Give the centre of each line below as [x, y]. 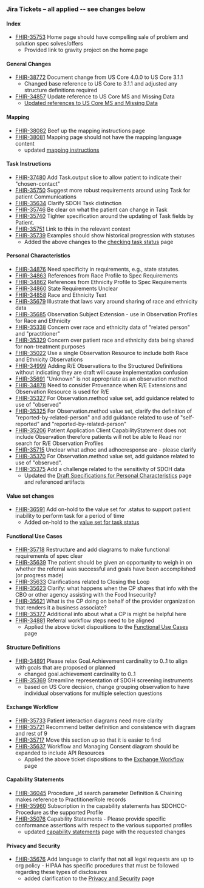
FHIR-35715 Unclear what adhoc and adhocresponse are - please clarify [106, 449]
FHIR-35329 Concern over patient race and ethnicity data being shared [104, 340]
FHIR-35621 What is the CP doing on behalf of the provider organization [105, 601]
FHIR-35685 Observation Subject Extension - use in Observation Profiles [106, 314]
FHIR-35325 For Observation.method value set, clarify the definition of [104, 411]
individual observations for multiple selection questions [93, 693]
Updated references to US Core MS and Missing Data [91, 103]
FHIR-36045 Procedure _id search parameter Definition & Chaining [99, 793]
